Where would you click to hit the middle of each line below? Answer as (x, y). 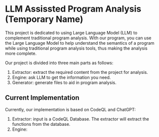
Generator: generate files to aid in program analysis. (64, 82)
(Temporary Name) (44, 19)
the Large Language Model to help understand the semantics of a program (80, 43)
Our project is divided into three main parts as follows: (59, 63)
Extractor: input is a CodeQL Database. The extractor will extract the (80, 119)
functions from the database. (41, 124)
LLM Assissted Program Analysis (73, 9)
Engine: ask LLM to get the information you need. (61, 77)
